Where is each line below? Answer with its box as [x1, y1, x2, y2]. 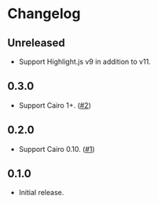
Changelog [7, 5, 81, 23]
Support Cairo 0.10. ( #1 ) [18, 144, 95, 153]
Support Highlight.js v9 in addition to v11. [18, 57, 151, 66]
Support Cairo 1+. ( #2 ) [18, 100, 92, 110]
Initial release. [18, 188, 64, 197]
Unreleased [7, 36, 66, 50]
